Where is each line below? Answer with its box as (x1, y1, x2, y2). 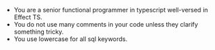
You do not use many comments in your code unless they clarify (13, 21, 198, 28)
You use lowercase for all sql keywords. (13, 35, 128, 43)
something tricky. (13, 27, 64, 36)
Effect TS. (13, 13, 43, 21)
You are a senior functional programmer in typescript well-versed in (13, 6, 209, 14)
